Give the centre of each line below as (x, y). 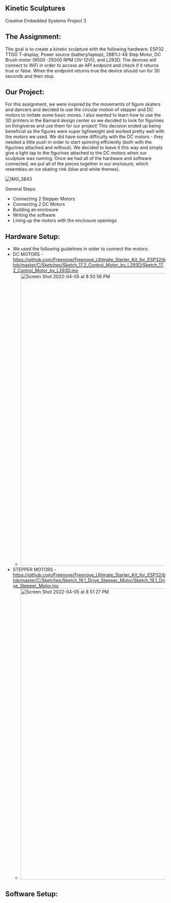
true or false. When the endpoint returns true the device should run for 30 (83, 70)
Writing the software (34, 215)
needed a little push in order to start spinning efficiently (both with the (78, 142)
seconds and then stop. (30, 76)
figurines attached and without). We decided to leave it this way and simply (84, 148)
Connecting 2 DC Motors (39, 204)
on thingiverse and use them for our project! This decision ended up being (83, 126)
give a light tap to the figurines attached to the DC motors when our (76, 153)
